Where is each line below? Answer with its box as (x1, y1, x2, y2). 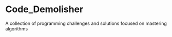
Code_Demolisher (5, 4, 84, 15)
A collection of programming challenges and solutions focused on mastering (5, 20, 167, 26)
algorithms (5, 25, 28, 31)
